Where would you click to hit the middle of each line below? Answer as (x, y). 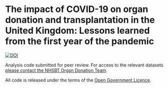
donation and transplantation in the (80, 20)
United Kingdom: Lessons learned (77, 31)
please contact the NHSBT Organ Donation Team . (56, 70)
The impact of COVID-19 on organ (77, 9)
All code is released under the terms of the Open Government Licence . (78, 80)
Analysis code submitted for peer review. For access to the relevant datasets (84, 65)
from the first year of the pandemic (80, 41)
